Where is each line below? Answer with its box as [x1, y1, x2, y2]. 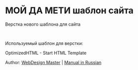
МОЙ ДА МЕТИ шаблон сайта [5, 5, 134, 16]
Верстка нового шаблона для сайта [5, 21, 81, 27]
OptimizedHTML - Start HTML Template [5, 50, 87, 56]
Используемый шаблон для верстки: [5, 40, 83, 46]
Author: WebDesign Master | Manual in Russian [5, 59, 102, 65]
